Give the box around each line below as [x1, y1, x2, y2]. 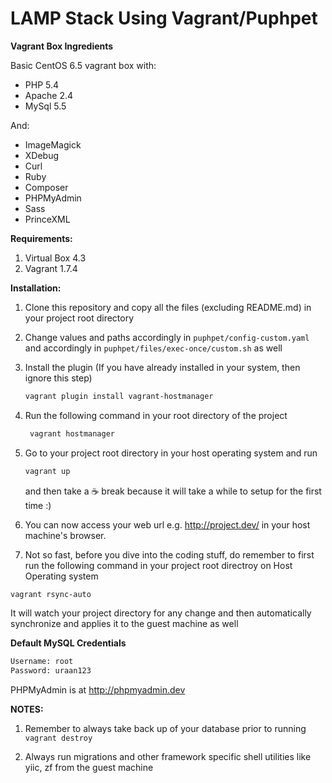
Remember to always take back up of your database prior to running [24, 723, 307, 735]
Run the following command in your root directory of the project [24, 409, 288, 421]
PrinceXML [24, 213, 71, 225]
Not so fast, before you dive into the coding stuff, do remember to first [24, 548, 315, 561]
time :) [24, 499, 52, 511]
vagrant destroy [24, 733, 93, 744]
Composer [24, 181, 69, 193]
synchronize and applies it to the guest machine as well [10, 618, 239, 630]
